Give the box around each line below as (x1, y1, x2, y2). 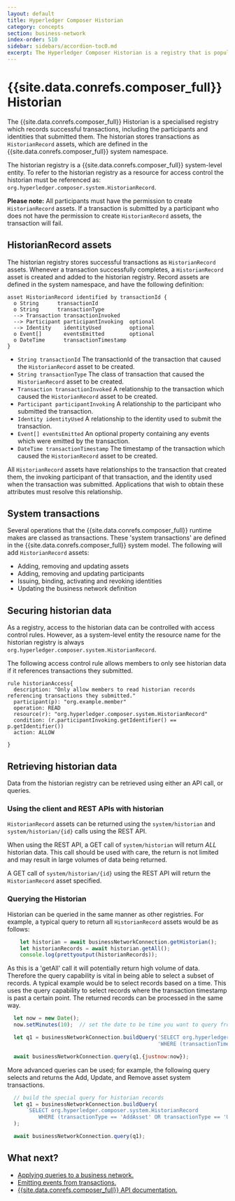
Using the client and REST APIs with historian (7, 803, 164, 813)
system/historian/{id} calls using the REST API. (7, 827, 147, 836)
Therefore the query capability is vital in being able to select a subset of (7, 971, 215, 980)
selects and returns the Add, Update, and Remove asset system (7, 1073, 191, 1081)
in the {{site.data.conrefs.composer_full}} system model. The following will (7, 541, 222, 549)
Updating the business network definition (17, 584, 137, 593)
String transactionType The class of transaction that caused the (17, 370, 205, 378)
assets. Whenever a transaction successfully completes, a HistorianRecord (7, 265, 224, 274)
